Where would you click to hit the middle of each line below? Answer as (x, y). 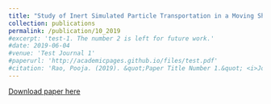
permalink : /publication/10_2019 (65, 31)
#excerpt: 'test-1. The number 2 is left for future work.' (112, 38)
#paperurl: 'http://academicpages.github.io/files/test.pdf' (113, 61)
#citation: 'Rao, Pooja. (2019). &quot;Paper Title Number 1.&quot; (126, 69)
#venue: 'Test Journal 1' (52, 53)
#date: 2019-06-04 (39, 46)
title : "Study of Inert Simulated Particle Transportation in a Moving (131, 16)
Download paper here (44, 91)
